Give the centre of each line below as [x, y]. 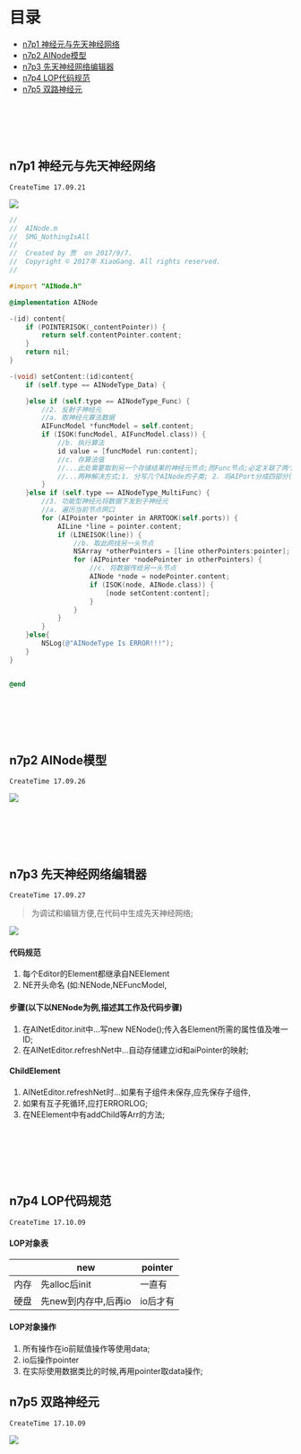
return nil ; [47, 352]
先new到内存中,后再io [86, 1300]
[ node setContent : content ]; [158, 593]
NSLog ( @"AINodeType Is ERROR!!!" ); [108, 643]
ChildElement [35, 1071]
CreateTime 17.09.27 [48, 895]
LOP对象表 [29, 1243]
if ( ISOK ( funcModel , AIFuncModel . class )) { [124, 435]
